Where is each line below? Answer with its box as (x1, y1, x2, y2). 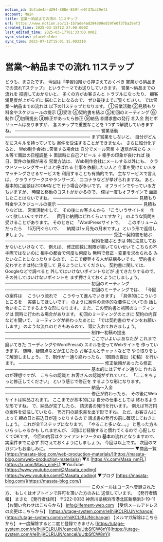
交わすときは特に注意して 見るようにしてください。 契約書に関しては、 (5, 262, 147, 268)
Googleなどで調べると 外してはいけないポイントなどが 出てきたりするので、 (5, 268, 158, 274)
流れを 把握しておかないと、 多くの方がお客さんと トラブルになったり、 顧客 (5, 91, 159, 97)
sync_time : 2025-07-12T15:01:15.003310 (5, 39, 86, 44)
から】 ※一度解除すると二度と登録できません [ (5, 520, 97, 526)
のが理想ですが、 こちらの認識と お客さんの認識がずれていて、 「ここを (5, 372, 149, 378)
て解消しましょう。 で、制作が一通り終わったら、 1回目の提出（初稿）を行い (5, 354, 158, 360)
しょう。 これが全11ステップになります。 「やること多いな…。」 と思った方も (5, 421, 158, 427)
